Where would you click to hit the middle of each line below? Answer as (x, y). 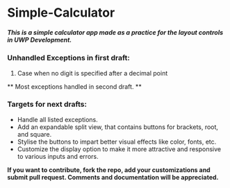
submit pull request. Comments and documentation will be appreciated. (113, 177)
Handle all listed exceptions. (58, 119)
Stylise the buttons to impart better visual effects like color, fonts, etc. (117, 142)
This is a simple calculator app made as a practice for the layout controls (115, 32)
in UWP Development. (40, 40)
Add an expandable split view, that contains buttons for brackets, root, (118, 127)
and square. (34, 134)
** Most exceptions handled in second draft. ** (75, 86)
